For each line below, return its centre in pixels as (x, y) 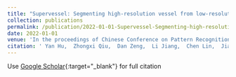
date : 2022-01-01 (33, 33)
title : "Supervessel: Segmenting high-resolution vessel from (100, 14)
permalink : (23, 27)
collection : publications (45, 20)
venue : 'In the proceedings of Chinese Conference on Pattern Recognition (119, 40)
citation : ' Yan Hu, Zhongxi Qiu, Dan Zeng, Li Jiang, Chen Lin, (111, 46)
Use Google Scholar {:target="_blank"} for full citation (84, 66)
